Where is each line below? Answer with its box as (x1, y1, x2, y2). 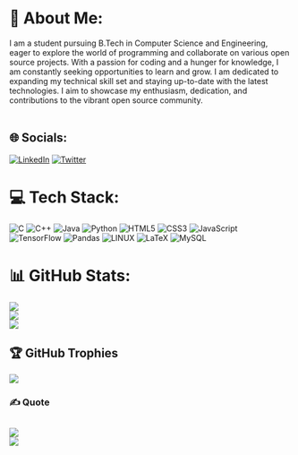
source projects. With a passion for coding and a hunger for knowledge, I (9, 56, 279, 67)
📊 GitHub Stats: (9, 265, 132, 286)
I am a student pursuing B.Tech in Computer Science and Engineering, (9, 38, 268, 48)
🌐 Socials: (9, 130, 68, 146)
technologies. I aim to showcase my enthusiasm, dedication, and (9, 85, 248, 96)
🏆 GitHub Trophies (9, 346, 119, 361)
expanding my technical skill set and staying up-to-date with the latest (9, 75, 268, 86)
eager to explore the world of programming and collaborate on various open (9, 47, 290, 57)
